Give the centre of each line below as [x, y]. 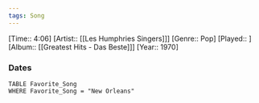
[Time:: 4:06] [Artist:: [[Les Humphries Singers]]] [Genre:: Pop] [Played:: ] [130, 38]
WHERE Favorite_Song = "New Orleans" [72, 91]
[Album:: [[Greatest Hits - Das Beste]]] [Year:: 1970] [94, 47]
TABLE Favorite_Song [43, 84]
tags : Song [27, 16]
